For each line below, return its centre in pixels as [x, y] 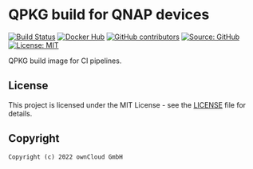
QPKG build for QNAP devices [109, 15]
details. [20, 113]
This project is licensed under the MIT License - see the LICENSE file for [127, 104]
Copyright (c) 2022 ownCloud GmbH [66, 157]
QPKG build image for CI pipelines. [65, 61]
